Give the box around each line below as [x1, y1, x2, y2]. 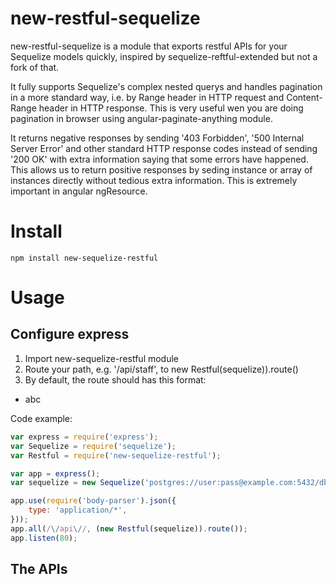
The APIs [10, 561, 68, 578]
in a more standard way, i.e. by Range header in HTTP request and [10, 91, 285, 103]
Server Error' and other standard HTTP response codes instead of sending [10, 142, 318, 154]
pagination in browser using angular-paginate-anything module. [10, 112, 273, 124]
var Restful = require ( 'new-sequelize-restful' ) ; [10, 450, 222, 461]
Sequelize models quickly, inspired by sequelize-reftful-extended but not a [10, 50, 318, 62]
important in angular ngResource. [10, 185, 148, 197]
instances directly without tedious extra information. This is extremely [10, 174, 298, 186]
